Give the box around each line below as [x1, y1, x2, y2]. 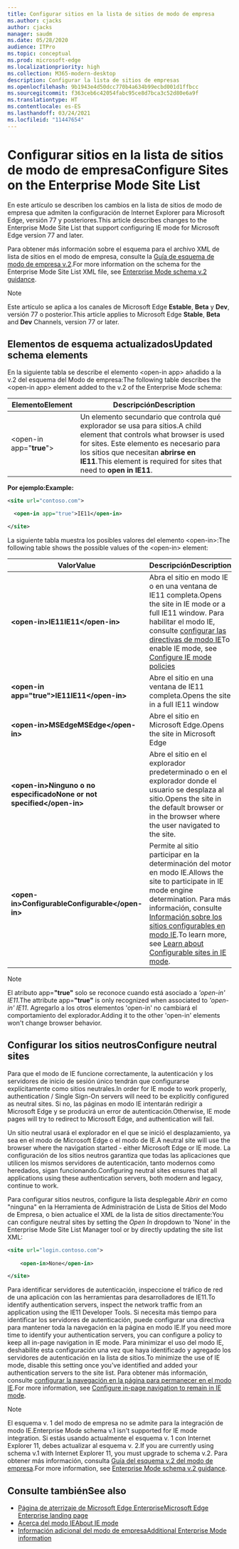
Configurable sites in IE [149, 947, 227, 957]
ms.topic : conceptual [7, 50, 72, 58]
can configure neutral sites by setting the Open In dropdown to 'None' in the [7, 1218, 231, 1226]
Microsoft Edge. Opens [149, 720, 224, 730]
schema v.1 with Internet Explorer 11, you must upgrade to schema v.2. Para [7, 1449, 228, 1458]
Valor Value [57, 560, 96, 570]
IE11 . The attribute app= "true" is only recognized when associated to [7, 996, 208, 1004]
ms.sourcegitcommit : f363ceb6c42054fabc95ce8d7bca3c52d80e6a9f [7, 90, 199, 97]
